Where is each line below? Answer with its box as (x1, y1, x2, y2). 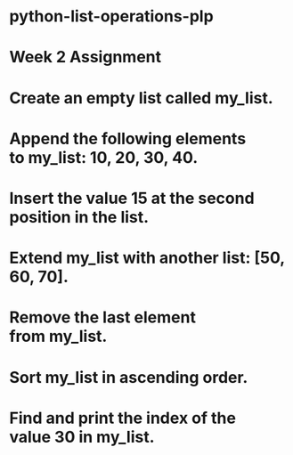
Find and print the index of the (9, 408, 236, 428)
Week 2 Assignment (9, 47, 162, 68)
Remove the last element (9, 307, 196, 328)
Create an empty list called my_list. (9, 87, 273, 108)
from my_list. (9, 327, 108, 346)
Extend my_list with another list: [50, (9, 248, 285, 268)
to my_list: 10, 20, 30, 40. (9, 147, 199, 167)
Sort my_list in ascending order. (9, 367, 248, 387)
